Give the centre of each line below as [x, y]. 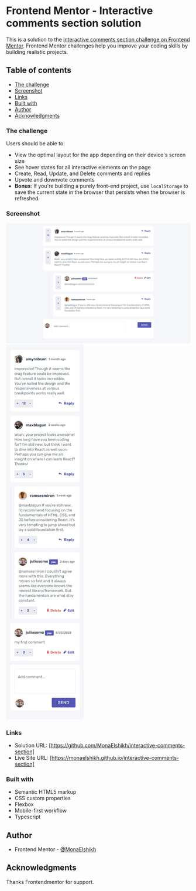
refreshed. [27, 199]
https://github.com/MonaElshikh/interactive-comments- [118, 745]
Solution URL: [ [32, 745]
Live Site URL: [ [33, 757]
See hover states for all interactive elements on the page [82, 168]
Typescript [27, 817]
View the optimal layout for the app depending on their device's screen [100, 155]
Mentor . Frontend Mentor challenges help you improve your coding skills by [97, 46]
